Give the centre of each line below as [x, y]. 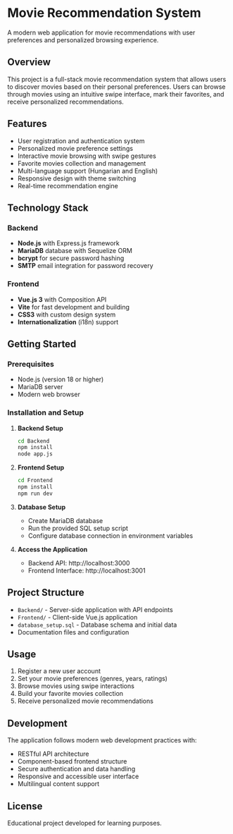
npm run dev [35, 493]
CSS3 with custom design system [67, 314]
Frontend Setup [41, 467]
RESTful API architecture [53, 754]
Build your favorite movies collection [70, 694]
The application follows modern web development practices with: [102, 740]
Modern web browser [49, 394]
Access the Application [52, 549]
